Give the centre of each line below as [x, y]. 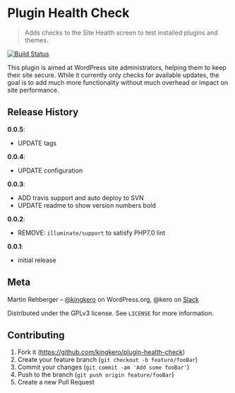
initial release [37, 260]
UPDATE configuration [50, 170]
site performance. [33, 90]
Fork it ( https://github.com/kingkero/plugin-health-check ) [101, 352]
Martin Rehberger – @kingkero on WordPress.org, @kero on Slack [103, 299]
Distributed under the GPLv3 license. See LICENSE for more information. [110, 313]
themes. [36, 40]
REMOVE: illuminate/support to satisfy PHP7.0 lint [91, 233]
